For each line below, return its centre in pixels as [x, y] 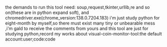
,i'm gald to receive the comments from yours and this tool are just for [77, 28]
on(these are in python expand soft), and [47, 12]
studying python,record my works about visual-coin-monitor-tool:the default [83, 34]
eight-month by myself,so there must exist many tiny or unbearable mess [80, 23]
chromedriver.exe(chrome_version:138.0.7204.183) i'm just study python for [83, 18]
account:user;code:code [30, 39]
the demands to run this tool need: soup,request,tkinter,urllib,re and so [78, 7]
